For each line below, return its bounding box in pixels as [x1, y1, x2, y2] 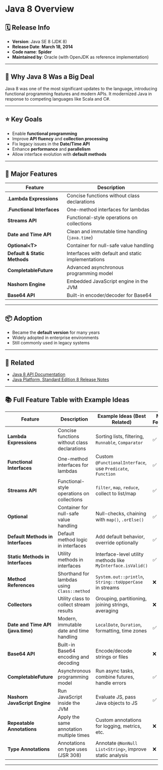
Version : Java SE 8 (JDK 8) [12, 39, 67, 44]
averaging [95, 607, 119, 614]
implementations [66, 256, 105, 263]
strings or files [95, 653, 129, 660]
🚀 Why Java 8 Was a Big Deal [5, 73, 95, 81]
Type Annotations [7, 746, 50, 753]
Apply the [57, 713, 80, 720]
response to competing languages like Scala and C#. [5, 96, 111, 102]
